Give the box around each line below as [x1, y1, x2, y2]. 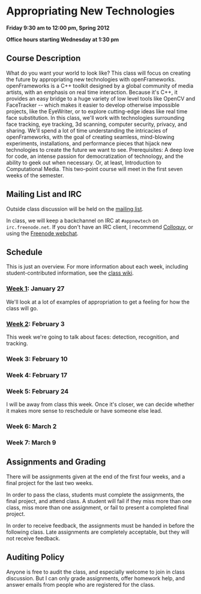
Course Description [6, 53, 81, 64]
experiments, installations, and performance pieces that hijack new [6, 140, 172, 147]
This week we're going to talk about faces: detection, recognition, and [6, 333, 179, 340]
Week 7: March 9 [6, 438, 56, 446]
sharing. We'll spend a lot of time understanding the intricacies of [6, 127, 168, 134]
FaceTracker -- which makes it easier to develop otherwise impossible [6, 101, 180, 108]
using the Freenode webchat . [6, 230, 79, 237]
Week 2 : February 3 [6, 319, 65, 328]
